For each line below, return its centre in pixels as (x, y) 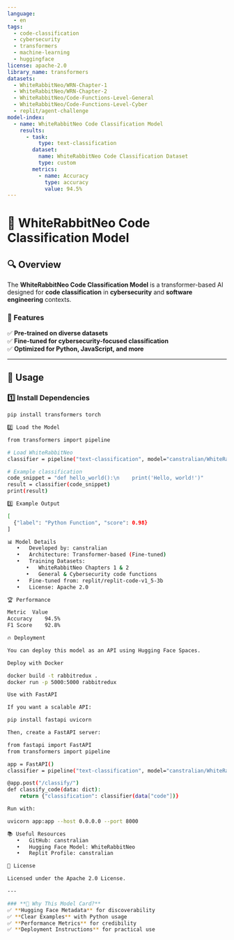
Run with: (22, 809)
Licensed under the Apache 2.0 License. (67, 879)
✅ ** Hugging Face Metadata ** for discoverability (81, 910)
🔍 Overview (34, 265)
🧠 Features (26, 318)
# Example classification (45, 471)
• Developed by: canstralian (62, 548)
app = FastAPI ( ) (31, 764)
